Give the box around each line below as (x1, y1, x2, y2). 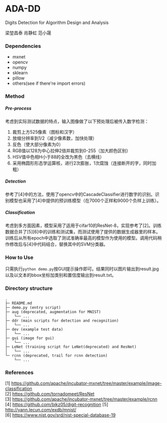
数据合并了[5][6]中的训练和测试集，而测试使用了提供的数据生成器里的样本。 (5, 229, 161, 235)
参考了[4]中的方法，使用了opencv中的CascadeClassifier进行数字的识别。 (5, 192, 156, 198)
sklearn (12, 70, 28, 76)
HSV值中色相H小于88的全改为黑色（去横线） (12, 154, 104, 160)
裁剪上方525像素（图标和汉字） (12, 129, 77, 135)
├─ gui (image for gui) (5, 335, 55, 341)
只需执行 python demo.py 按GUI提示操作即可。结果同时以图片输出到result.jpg (5, 266, 159, 272)
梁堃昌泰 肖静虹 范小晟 (5, 29, 51, 35)
